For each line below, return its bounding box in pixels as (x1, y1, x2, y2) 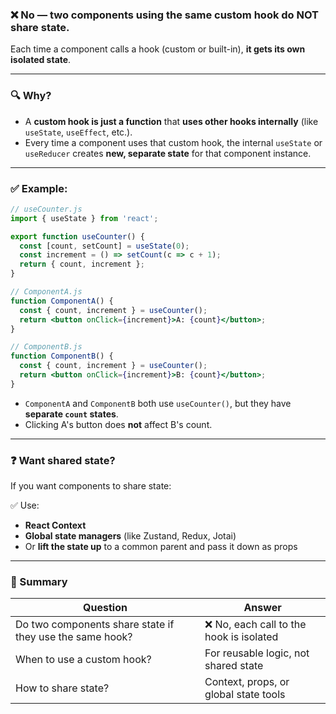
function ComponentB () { (10, 351, 114, 362)
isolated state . (10, 54, 72, 66)
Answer (243, 601, 282, 615)
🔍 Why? (10, 89, 52, 103)
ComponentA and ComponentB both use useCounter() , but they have (24, 397, 292, 409)
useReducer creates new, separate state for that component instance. (24, 147, 312, 159)
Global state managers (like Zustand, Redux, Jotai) (24, 530, 237, 542)
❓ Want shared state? (10, 453, 116, 467)
